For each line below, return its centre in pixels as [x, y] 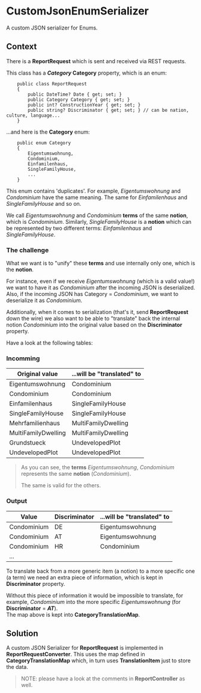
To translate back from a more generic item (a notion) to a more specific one [100, 571]
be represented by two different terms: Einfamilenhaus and [79, 228]
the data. [17, 667]
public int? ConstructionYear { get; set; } [84, 105]
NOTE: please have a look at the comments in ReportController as [103, 679]
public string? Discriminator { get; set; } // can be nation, [108, 110]
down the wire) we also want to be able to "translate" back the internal [93, 319]
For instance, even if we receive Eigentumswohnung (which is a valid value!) [100, 282]
